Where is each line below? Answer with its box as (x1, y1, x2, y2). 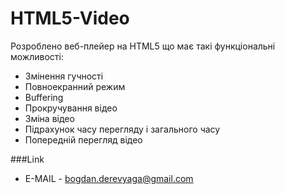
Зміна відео (24, 112, 75, 124)
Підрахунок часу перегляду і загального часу (24, 123, 221, 135)
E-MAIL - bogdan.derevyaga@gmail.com (24, 172, 194, 184)
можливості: (10, 50, 64, 62)
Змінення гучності (24, 70, 104, 82)
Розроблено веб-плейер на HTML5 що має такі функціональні (10, 40, 276, 52)
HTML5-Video (10, 7, 130, 30)
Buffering (24, 91, 64, 103)
